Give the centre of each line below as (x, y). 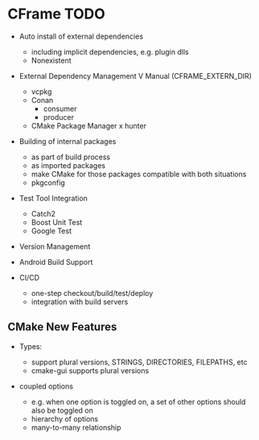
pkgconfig (48, 183)
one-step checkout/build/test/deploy (92, 293)
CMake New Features (62, 327)
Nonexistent (51, 60)
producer (58, 117)
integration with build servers (80, 302)
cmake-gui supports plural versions (90, 370)
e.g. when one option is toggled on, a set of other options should (138, 401)
